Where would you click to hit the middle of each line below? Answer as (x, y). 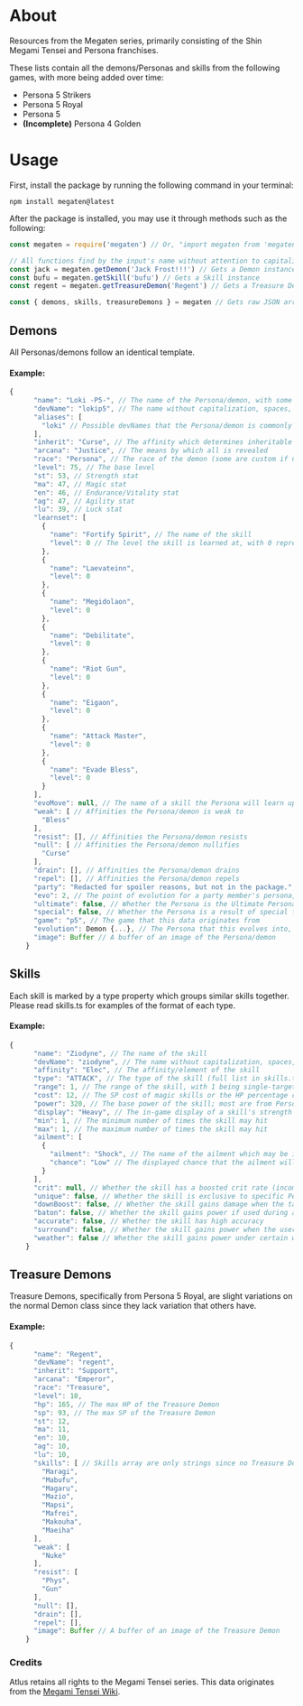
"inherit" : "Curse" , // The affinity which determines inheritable (163, 442)
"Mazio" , (58, 1497)
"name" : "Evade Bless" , (94, 770)
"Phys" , (56, 1581)
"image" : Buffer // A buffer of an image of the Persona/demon (155, 938)
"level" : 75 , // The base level (94, 468)
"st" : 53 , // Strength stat (86, 476)
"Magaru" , (60, 1488)
